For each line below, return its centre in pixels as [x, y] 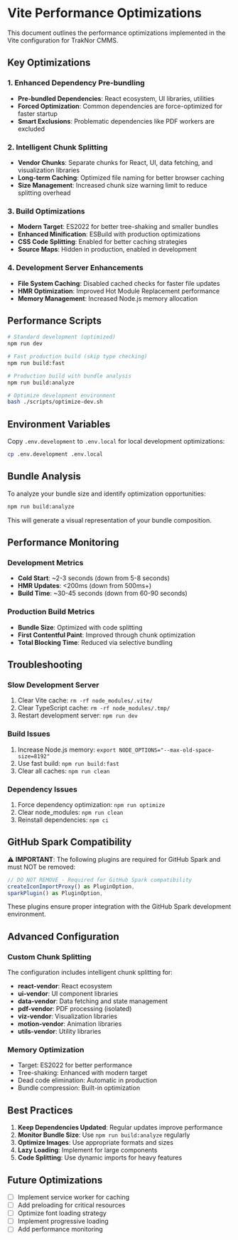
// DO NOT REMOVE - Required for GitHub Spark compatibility [100, 880]
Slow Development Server [53, 685]
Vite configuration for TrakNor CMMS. [63, 40]
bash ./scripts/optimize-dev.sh [55, 402]
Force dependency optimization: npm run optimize [91, 804]
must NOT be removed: [42, 867]
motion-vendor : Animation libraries [70, 1024]
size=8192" [34, 756]
